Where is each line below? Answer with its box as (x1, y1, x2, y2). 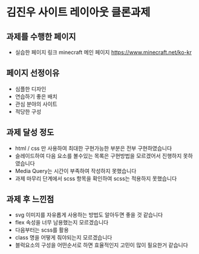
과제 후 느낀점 (6, 194, 54, 204)
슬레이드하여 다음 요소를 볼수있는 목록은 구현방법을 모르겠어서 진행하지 (15, 152, 182, 159)
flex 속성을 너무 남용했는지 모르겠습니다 (15, 219, 109, 226)
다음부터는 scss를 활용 (15, 226, 69, 233)
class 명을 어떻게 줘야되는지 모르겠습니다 (15, 234, 113, 241)
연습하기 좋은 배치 (15, 93, 57, 100)
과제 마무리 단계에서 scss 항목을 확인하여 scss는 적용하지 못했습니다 (15, 175, 177, 182)
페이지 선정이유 (6, 68, 60, 79)
